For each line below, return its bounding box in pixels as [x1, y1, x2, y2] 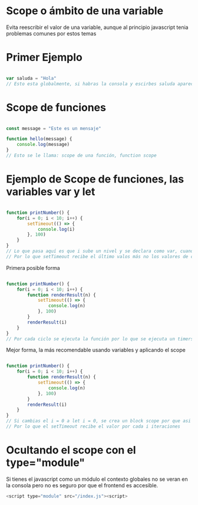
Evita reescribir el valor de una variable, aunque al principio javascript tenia [6, 24, 189, 31]
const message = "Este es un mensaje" [6, 125, 101, 131]
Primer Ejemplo [6, 51, 82, 64]
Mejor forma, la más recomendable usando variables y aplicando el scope [6, 347, 186, 354]
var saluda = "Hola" [6, 75, 57, 81]
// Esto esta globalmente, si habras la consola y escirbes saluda [6, 81, 176, 87]
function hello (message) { [6, 136, 72, 142]
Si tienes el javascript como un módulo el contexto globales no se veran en [6, 475, 188, 483]
